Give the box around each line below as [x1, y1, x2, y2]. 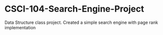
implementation [4, 24, 36, 30]
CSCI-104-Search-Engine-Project [4, 3, 144, 15]
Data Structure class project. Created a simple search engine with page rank [4, 19, 158, 25]
